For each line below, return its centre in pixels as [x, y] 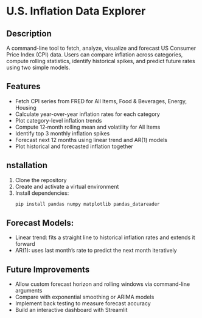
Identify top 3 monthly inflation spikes [62, 133]
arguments [29, 291]
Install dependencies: [42, 193]
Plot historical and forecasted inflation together [74, 146]
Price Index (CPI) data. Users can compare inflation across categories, [95, 55]
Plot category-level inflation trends [58, 120]
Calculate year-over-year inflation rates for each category [87, 114]
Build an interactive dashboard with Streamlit [71, 310]
